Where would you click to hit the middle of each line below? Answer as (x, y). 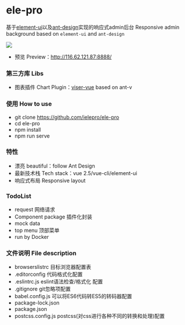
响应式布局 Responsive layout (50, 180)
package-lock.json (37, 303)
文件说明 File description (41, 254)
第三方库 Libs (25, 73)
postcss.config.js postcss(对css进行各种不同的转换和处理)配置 (90, 316)
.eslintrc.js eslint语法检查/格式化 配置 (59, 282)
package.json (31, 309)
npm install (28, 129)
